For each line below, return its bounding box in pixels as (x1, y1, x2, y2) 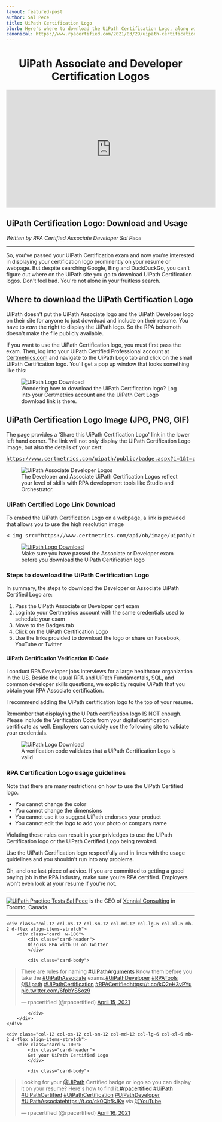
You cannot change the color (14, 800, 87, 807)
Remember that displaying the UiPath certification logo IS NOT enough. (6, 710, 182, 717)
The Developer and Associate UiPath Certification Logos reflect (21, 473, 178, 480)
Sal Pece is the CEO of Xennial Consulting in (66, 897, 175, 904)
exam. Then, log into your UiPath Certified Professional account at (6, 347, 169, 354)
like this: (6, 366, 27, 374)
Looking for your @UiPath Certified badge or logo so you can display (20, 1078, 191, 1085)
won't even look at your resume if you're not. (6, 880, 117, 887)
